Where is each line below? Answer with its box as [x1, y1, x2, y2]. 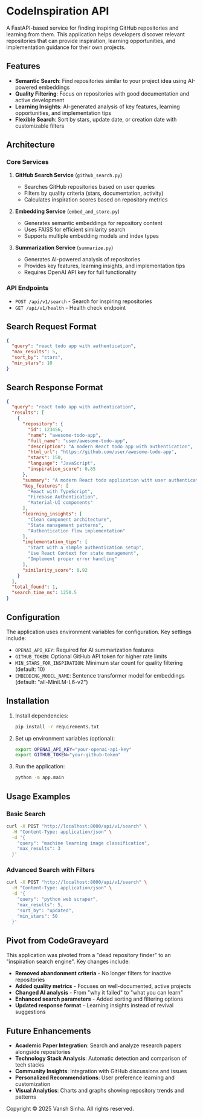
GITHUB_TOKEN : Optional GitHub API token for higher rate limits [14, 652, 167, 660]
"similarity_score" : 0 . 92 [22, 567, 88, 573]
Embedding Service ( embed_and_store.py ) [14, 208, 120, 215]
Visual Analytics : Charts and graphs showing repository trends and [14, 1087, 184, 1094]
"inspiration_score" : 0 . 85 [28, 466, 96, 472]
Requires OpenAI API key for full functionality [24, 269, 137, 276]
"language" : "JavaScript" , [28, 460, 96, 466]
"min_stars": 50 [17, 913, 59, 919]
